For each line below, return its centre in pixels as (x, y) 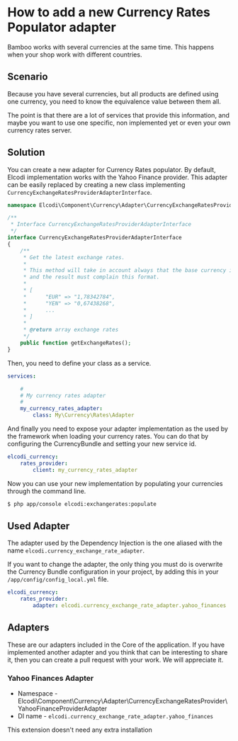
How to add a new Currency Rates (109, 12)
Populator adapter (62, 27)
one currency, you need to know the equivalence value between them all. (114, 101)
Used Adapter (39, 526)
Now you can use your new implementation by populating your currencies (115, 483)
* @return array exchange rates (71, 330)
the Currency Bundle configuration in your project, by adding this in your (113, 572)
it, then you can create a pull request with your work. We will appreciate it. (115, 660)
